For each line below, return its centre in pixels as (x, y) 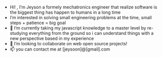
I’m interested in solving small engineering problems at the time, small (81, 17)
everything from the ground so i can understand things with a (91, 33)
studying (19, 33)
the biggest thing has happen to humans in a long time (65, 12)
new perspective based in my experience (52, 38)
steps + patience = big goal (38, 23)
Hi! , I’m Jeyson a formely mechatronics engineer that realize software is (83, 7)
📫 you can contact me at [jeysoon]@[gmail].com (60, 49)
